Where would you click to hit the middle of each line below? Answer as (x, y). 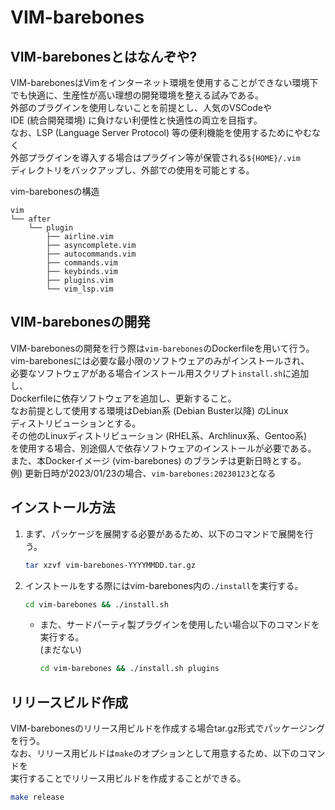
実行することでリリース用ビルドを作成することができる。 (128, 778)
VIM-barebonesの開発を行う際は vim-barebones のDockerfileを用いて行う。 (162, 348)
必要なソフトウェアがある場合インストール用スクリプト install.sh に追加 (160, 373)
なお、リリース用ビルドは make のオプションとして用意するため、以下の (155, 753)
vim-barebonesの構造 (55, 191)
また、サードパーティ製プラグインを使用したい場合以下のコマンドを (179, 625)
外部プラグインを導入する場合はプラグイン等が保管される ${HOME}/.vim (155, 157)
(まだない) (60, 650)
